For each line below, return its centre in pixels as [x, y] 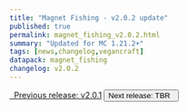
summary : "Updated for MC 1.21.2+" [77, 43]
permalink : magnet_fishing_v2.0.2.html [85, 35]
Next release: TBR [139, 95]
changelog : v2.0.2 [44, 69]
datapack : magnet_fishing [58, 60]
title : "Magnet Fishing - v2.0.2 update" [89, 18]
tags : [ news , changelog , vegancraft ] [77, 52]
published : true [40, 26]
